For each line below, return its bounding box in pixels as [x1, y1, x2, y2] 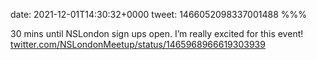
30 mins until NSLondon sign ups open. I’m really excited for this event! [10, 28, 304, 39]
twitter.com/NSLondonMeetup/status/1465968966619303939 [10, 39, 266, 50]
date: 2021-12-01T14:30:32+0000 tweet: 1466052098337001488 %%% [10, 9, 308, 20]
